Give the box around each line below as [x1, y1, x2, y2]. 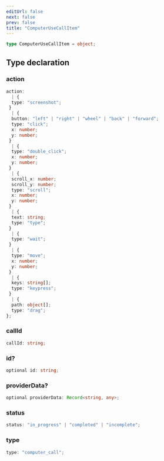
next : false [6, 14, 35, 20]
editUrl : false [6, 8, 43, 15]
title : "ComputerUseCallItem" [6, 25, 81, 31]
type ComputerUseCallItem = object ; [6, 41, 96, 47]
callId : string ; [6, 340, 46, 346]
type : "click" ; [11, 121, 49, 127]
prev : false [6, 19, 35, 25]
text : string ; [11, 214, 46, 220]
